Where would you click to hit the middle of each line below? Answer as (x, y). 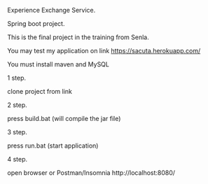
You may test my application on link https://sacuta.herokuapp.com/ (104, 51)
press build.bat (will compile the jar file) (64, 119)
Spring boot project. (36, 23)
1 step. (17, 78)
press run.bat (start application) (53, 146)
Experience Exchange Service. (51, 10)
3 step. (18, 132)
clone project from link (40, 91)
